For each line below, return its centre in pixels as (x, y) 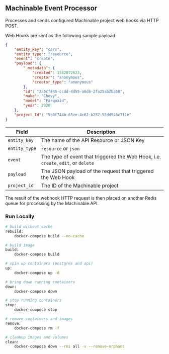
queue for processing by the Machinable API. (52, 203)
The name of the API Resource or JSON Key (93, 140)
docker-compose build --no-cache (49, 236)
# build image (20, 245)
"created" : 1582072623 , (57, 73)
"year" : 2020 (37, 106)
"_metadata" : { (39, 68)
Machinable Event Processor (51, 8)
